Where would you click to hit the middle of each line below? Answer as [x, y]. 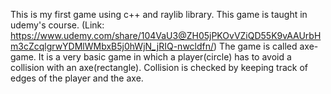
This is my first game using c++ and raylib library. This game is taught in [159, 14]
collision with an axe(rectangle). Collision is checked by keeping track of [159, 67]
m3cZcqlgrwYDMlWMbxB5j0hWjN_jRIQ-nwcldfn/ [112, 46]
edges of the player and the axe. [77, 78]
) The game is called [255, 46]
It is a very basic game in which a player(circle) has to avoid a [165, 57]
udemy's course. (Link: [57, 25]
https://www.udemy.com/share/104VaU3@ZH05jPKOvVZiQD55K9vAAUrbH [166, 35]
